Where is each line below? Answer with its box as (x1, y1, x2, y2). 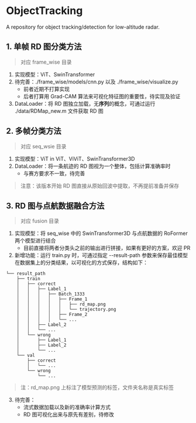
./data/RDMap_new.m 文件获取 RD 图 (14, 107, 104, 115)
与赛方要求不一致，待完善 (23, 169, 85, 176)
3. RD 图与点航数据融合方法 (6, 200, 105, 211)
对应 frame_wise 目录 (20, 58, 72, 65)
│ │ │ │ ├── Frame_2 (16, 311, 88, 318)
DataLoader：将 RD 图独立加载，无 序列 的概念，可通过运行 (14, 100, 156, 107)
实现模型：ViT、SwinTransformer (14, 71, 95, 78)
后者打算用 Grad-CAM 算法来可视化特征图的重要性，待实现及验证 (23, 92, 181, 100)
